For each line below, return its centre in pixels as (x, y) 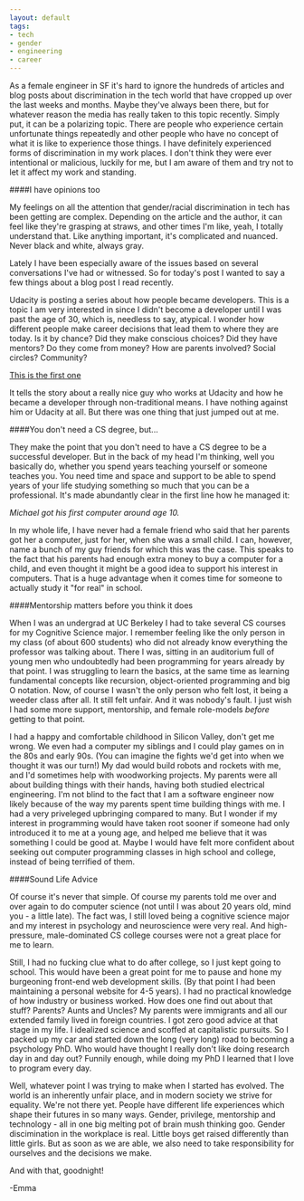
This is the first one (45, 375)
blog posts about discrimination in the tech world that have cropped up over (151, 95)
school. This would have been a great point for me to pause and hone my (146, 972)
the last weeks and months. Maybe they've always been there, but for (139, 105)
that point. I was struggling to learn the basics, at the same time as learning (149, 671)
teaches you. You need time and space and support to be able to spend (142, 476)
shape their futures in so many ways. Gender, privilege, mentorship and (142, 1115)
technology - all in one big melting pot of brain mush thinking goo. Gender (147, 1124)
